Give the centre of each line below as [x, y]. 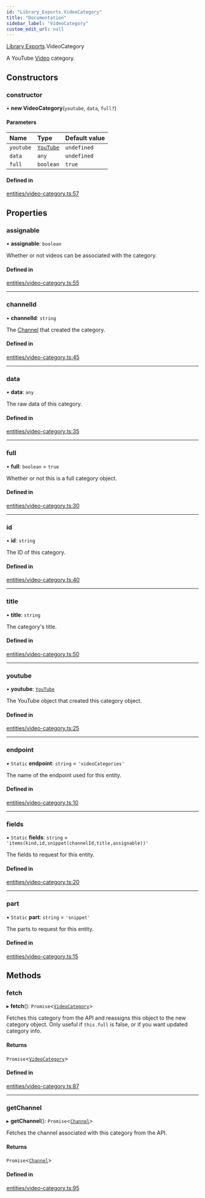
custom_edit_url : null [35, 29]
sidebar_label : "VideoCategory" [47, 23]
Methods [24, 975]
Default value [85, 138]
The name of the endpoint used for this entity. [64, 775]
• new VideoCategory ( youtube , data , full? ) [62, 108]
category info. [24, 1031]
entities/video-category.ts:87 [43, 1086]
